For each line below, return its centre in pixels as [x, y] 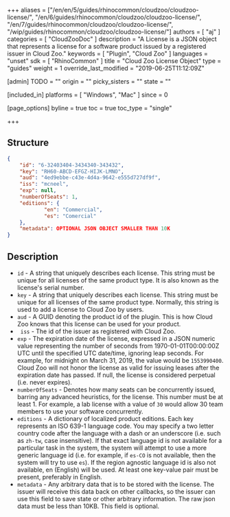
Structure [28, 143]
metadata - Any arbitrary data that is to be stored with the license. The [116, 484]
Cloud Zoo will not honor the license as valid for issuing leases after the [118, 368]
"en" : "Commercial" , [73, 209]
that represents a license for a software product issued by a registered [107, 46]
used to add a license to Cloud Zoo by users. [80, 309]
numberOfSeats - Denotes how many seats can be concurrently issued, [116, 389]
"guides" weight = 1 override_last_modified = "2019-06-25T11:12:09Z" [106, 68]
